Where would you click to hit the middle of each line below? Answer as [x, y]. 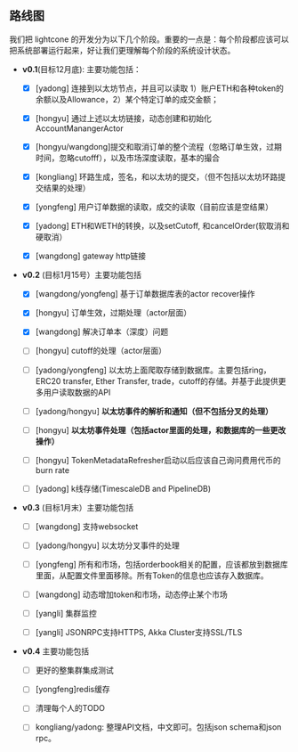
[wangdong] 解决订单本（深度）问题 [102, 331]
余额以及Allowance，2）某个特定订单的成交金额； [127, 99]
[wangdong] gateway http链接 [91, 256]
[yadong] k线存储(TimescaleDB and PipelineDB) [123, 488]
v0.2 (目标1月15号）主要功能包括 [82, 275]
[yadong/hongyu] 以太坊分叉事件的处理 [107, 545]
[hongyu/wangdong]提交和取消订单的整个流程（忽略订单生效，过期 [159, 146]
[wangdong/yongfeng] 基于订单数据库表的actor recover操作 [145, 294]
